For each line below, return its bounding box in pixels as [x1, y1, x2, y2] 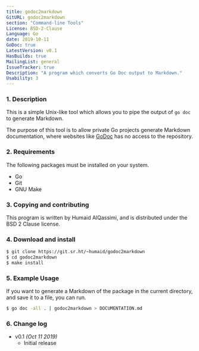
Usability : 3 [6, 75, 39, 81]
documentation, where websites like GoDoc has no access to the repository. [6, 133, 194, 140]
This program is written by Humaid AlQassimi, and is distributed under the [6, 214, 188, 221]
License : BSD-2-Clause [6, 25, 63, 32]
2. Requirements [6, 147, 55, 156]
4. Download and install [6, 235, 76, 244]
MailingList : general [6, 59, 60, 64]
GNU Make [14, 186, 42, 193]
